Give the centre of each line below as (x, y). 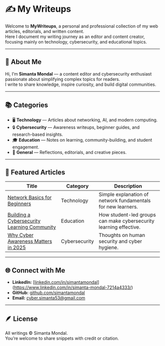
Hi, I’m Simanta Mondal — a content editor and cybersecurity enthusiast (79, 74)
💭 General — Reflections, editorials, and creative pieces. (69, 152)
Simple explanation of (124, 194)
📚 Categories (27, 105)
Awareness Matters (30, 241)
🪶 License (21, 319)
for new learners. (118, 207)
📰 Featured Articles (35, 172)
